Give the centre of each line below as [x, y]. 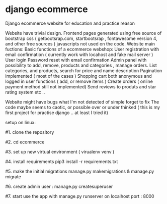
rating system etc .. [25, 92]
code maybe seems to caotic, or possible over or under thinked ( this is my [82, 107]
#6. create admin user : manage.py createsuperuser [59, 186]
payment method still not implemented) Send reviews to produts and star [81, 86]
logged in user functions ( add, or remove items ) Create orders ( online [79, 81]
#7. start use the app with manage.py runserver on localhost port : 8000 [80, 196]
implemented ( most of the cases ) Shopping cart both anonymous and [78, 76]
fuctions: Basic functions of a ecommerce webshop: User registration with [82, 49]
